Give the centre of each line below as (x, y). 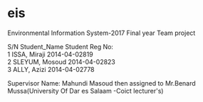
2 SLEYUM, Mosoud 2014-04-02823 (62, 61)
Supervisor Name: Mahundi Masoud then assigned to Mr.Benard (101, 83)
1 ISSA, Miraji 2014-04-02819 (51, 54)
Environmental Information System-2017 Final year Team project (101, 33)
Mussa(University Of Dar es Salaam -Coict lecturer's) (85, 91)
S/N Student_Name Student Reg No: (61, 46)
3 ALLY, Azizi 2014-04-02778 (51, 69)
